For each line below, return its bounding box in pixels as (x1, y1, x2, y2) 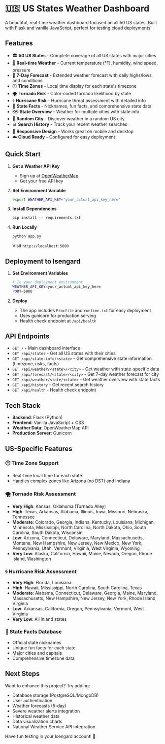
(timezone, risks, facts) (12, 361, 59, 367)
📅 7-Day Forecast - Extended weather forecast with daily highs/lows (12, 72, 152, 78)
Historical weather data (12, 713, 60, 719)
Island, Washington (12, 556, 51, 562)
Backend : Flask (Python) (12, 415, 63, 421)
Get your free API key (19, 178, 64, 184)
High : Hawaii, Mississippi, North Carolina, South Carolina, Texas (12, 585, 142, 591)
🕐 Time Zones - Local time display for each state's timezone (12, 83, 137, 89)
